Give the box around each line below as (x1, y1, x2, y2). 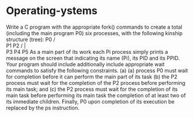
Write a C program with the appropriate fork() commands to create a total (6, 23, 182, 30)
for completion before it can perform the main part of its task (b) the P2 (6, 73, 178, 80)
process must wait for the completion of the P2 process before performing (6, 79, 186, 86)
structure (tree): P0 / (6, 36, 56, 43)
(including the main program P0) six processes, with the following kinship (6, 29, 183, 36)
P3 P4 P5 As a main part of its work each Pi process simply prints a (6, 48, 168, 55)
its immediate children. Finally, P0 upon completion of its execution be (6, 98, 175, 105)
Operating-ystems (6, 4, 98, 18)
